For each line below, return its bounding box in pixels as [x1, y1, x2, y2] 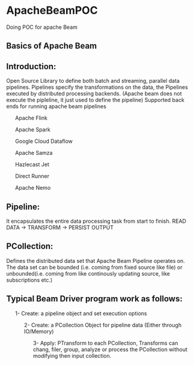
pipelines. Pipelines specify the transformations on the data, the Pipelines [6, 83, 188, 91]
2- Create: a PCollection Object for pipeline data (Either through [23, 321, 182, 328]
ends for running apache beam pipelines [6, 103, 107, 110]
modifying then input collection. [32, 352, 112, 359]
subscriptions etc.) [6, 276, 53, 283]
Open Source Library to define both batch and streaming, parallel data [6, 77, 180, 85]
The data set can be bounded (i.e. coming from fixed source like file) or [6, 264, 183, 271]
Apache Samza [14, 149, 53, 157]
